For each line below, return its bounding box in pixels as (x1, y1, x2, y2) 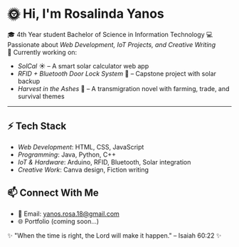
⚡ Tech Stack (7, 120, 67, 132)
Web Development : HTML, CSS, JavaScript (17, 142, 144, 151)
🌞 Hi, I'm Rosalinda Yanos (7, 6, 165, 22)
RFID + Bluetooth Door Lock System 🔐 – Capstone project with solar (17, 69, 217, 78)
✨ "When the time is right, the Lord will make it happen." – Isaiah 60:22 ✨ (7, 231, 222, 240)
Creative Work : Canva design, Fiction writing (17, 165, 149, 174)
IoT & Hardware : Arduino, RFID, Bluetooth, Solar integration (17, 157, 191, 166)
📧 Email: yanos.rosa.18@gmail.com (17, 209, 119, 218)
